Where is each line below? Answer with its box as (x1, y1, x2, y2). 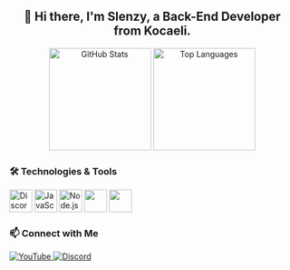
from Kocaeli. (112, 24, 192, 39)
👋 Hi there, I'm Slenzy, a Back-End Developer (24, 9, 281, 25)
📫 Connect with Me (9, 227, 99, 240)
